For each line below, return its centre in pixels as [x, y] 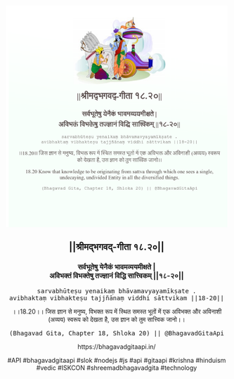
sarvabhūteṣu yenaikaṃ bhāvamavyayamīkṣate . [117, 291]
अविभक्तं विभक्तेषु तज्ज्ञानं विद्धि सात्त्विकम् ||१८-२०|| [117, 276]
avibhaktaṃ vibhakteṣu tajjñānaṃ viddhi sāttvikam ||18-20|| [117, 298]
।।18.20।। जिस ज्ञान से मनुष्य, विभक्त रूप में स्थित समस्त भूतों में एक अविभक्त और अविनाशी [117, 311]
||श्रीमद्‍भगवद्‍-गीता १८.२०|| [117, 247]
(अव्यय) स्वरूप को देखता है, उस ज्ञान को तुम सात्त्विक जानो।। [117, 319]
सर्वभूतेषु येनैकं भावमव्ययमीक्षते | [117, 267]
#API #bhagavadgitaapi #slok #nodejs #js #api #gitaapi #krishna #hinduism [117, 360]
